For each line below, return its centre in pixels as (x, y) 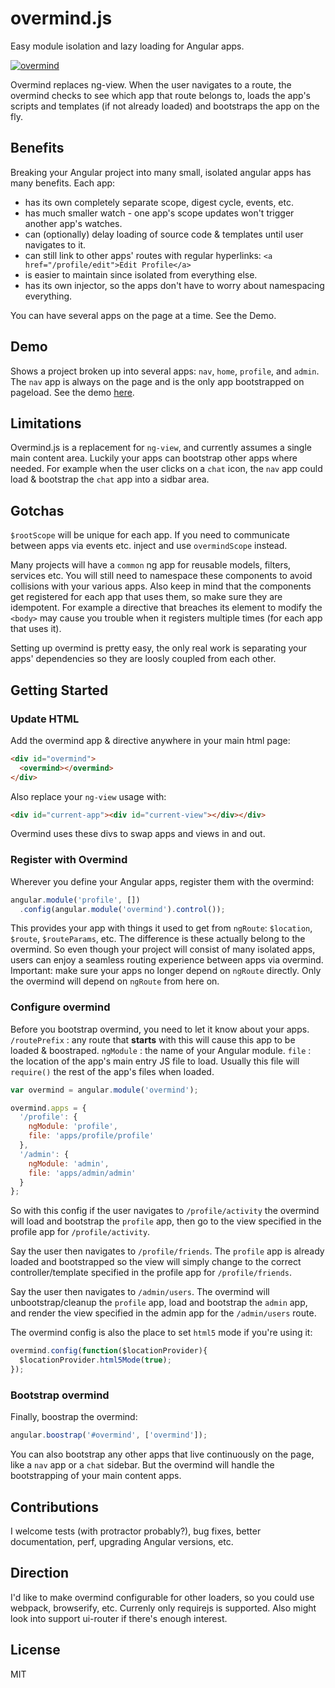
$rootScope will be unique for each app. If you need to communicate (150, 535)
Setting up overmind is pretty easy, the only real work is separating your (158, 648)
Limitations (46, 423)
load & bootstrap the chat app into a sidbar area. (110, 479)
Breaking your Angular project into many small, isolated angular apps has (161, 172)
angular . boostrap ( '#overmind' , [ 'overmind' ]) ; (109, 1435)
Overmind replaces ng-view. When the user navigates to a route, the (151, 84)
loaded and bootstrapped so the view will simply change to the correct (156, 1262)
